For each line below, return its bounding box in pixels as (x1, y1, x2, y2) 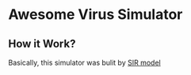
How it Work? (8, 37, 76, 51)
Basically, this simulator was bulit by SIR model (8, 58, 161, 67)
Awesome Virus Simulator (8, 6, 183, 24)
